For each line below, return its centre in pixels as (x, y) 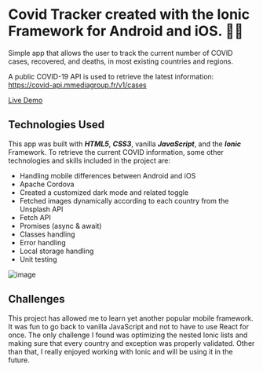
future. (19, 360)
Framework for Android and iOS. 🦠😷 (126, 31)
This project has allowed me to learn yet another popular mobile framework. (131, 318)
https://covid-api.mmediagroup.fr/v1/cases (77, 85)
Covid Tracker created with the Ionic (129, 15)
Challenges (37, 299)
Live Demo (26, 100)
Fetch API (35, 217)
